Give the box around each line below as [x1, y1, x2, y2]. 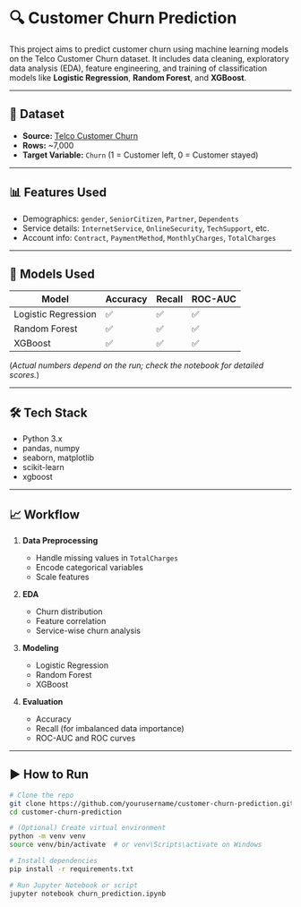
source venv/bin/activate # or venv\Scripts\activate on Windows [9, 840, 262, 850]
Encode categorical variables [35, 562, 143, 572]
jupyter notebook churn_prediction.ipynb [9, 889, 167, 898]
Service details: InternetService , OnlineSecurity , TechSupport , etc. [21, 222, 271, 234]
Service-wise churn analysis [35, 625, 142, 636]
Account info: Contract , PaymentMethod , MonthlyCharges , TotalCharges [21, 232, 277, 243]
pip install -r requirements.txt [9, 864, 134, 874]
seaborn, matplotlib [21, 452, 95, 463]
